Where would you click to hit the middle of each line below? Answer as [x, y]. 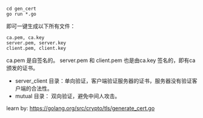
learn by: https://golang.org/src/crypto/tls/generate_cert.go [81, 108]
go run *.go [21, 14]
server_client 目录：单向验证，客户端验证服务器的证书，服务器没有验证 [103, 81]
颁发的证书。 [22, 68]
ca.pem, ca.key [25, 38]
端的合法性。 [36, 88]
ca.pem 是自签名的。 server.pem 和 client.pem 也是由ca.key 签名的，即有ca [101, 60]
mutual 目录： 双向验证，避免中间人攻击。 [68, 96]
